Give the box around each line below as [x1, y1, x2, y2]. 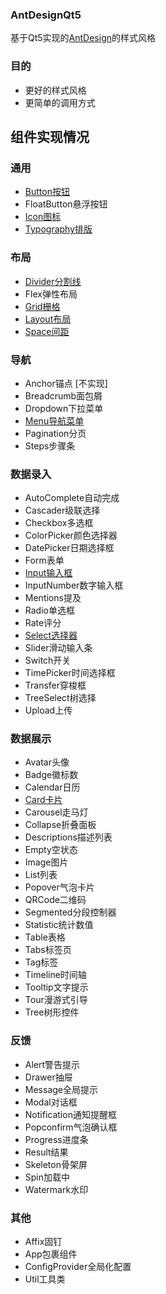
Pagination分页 [24, 427, 87, 439]
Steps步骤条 [24, 439, 76, 452]
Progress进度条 [24, 1133, 89, 1145]
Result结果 [24, 1146, 69, 1158]
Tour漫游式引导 [24, 994, 88, 1006]
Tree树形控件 [24, 1006, 80, 1018]
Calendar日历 [24, 781, 81, 793]
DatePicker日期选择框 [24, 542, 115, 554]
